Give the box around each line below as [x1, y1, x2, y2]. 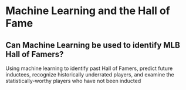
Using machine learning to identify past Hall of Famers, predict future [5, 65, 173, 72]
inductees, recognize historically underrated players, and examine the [5, 71, 174, 78]
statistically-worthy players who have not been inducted [5, 78, 141, 84]
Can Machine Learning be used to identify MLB [5, 40, 180, 50]
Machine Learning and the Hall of [5, 4, 171, 18]
